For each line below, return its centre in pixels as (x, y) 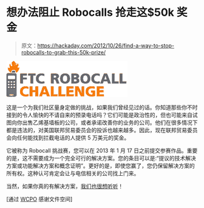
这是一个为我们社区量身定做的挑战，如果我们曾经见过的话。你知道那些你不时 (102, 107)
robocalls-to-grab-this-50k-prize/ (63, 52)
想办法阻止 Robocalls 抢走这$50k (90, 12)
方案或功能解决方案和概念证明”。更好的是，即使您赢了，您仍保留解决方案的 (101, 166)
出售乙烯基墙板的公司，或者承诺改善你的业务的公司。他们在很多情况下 (110, 122)
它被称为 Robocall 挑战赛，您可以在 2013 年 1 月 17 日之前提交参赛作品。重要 (102, 150)
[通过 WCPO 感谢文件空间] (39, 199)
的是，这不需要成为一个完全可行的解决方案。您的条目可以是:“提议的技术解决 (101, 158)
